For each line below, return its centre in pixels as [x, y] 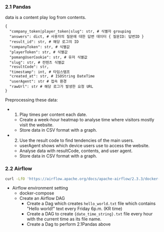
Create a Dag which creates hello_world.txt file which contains [91, 204]
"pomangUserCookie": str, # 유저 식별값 [49, 58]
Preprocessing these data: [31, 100]
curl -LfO [15, 179]
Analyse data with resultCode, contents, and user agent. [76, 151]
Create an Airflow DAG [42, 198]
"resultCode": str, [29, 67]
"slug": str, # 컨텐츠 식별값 [37, 63]
